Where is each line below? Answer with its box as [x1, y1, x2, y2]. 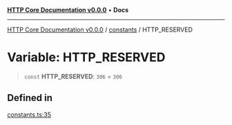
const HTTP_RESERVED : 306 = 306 [23, 72, 123, 80]
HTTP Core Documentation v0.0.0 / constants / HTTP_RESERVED [7, 25, 193, 34]
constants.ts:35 [7, 110, 52, 119]
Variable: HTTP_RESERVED [7, 49, 166, 65]
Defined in [7, 92, 53, 104]
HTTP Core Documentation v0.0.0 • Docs [7, 6, 129, 14]
